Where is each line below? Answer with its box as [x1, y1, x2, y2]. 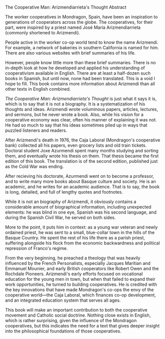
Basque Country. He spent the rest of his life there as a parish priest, [5, 235, 145, 240]
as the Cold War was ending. [5, 164, 64, 169]
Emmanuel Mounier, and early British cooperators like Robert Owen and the [5, 266, 159, 271]
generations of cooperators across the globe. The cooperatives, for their [5, 19, 154, 25]
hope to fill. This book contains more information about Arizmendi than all [5, 81, 155, 87]
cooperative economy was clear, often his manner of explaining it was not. [5, 117, 157, 122]
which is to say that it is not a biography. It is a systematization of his [5, 101, 145, 107]
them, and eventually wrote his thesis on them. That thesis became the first [5, 153, 159, 159]
